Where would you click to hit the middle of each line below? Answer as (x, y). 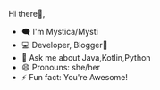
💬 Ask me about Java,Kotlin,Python (86, 57)
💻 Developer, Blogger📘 (64, 45)
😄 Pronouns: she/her (60, 67)
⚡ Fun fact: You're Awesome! (75, 77)
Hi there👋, (27, 14)
